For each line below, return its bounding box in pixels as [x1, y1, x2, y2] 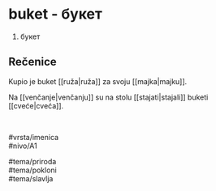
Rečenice [8, 55, 57, 69]
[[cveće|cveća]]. [8, 100, 64, 110]
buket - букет [8, 5, 103, 23]
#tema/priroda [8, 156, 57, 166]
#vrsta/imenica [8, 132, 59, 142]
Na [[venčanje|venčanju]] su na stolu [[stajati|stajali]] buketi [8, 92, 209, 102]
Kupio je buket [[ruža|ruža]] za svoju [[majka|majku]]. [8, 76, 188, 86]
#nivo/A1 [8, 141, 38, 151]
